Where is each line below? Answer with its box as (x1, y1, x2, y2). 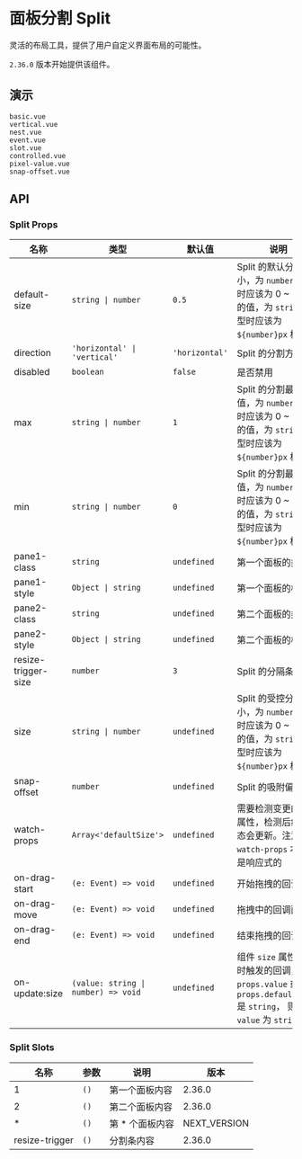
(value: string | (71, 978, 146, 989)
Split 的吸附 (236, 781, 286, 794)
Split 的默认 (236, 261, 286, 273)
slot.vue (9, 143, 42, 153)
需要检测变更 (236, 802, 291, 815)
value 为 (236, 1013, 272, 1026)
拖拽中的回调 (236, 904, 291, 916)
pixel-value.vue (9, 159, 70, 168)
